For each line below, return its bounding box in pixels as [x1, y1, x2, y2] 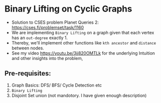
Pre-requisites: [4, 69, 51, 78]
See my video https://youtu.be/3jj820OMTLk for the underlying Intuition [11, 50, 155, 56]
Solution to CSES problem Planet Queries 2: [11, 19, 99, 25]
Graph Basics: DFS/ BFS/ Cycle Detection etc [11, 82, 102, 88]
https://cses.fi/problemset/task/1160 [11, 24, 84, 30]
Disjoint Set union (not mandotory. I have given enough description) [11, 92, 147, 98]
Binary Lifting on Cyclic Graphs [4, 3, 132, 15]
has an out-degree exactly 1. [11, 35, 68, 41]
